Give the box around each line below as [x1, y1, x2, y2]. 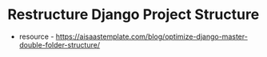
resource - [18, 32, 54, 41]
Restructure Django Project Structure [7, 6, 260, 24]
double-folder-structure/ [18, 40, 101, 49]
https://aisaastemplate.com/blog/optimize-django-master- [55, 32, 249, 41]
